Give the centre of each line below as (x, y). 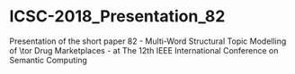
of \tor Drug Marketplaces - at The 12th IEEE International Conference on (144, 50)
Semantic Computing (49, 60)
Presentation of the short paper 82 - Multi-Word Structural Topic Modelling (148, 41)
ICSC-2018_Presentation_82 (117, 16)
